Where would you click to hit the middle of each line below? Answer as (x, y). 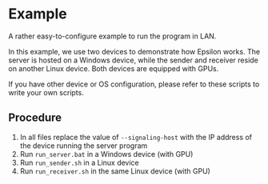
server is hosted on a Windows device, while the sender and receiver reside (133, 60)
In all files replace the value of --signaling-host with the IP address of (136, 137)
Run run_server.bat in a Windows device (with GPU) (106, 154)
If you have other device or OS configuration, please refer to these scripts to (134, 84)
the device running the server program (84, 146)
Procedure (35, 118)
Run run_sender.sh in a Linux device (80, 162)
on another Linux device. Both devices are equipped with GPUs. (114, 68)
